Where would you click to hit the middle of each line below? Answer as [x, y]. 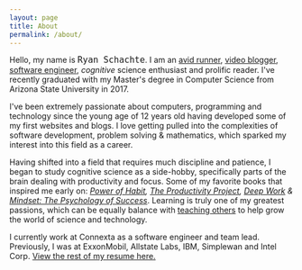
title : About [34, 26]
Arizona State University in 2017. [69, 89]
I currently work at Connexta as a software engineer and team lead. [134, 237]
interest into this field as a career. [71, 145]
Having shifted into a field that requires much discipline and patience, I [140, 162]
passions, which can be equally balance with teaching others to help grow [147, 210]
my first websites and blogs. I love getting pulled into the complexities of [144, 126]
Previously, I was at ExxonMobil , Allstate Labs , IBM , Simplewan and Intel [143, 247]
